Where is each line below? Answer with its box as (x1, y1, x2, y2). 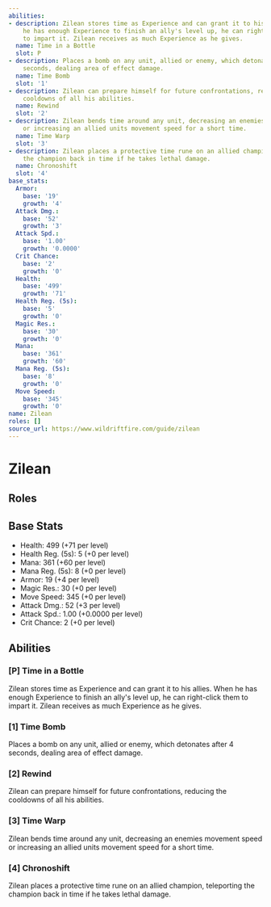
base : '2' (23, 259, 56, 267)
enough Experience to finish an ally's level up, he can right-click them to (8, 692, 248, 702)
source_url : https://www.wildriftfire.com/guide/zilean (8, 425, 200, 433)
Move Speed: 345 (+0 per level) (19, 592, 127, 602)
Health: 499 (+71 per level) (19, 540, 109, 550)
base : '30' (23, 327, 60, 335)
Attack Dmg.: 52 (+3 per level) (19, 601, 121, 611)
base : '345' (23, 395, 63, 403)
